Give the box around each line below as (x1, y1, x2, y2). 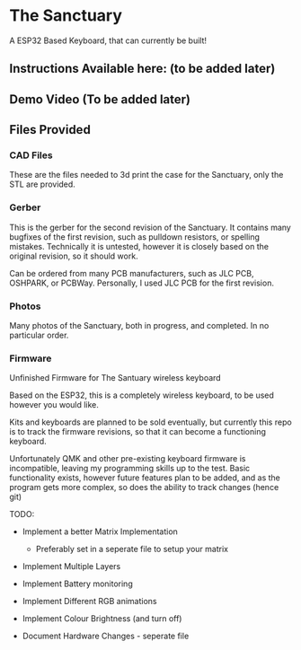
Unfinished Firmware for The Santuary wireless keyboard (9, 373, 222, 383)
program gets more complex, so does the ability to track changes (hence (9, 482, 279, 493)
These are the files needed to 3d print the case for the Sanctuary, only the (9, 170, 284, 180)
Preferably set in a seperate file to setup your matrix (35, 544, 229, 555)
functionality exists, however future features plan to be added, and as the (9, 472, 281, 483)
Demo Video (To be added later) (9, 92, 191, 107)
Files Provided (9, 122, 92, 137)
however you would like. (9, 400, 99, 410)
